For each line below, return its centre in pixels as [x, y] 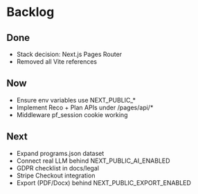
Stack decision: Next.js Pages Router [69, 54]
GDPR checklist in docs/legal [58, 168]
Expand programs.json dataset [60, 153]
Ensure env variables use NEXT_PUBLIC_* [76, 100]
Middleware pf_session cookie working [72, 114]
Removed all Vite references [57, 62]
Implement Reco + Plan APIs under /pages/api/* [85, 107]
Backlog [30, 12]
